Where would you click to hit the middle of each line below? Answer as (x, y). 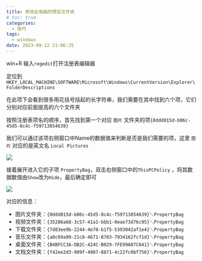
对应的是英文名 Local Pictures (50, 145)
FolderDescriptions (31, 87)
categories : (21, 23)
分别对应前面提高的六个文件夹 (43, 107)
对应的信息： (22, 201)
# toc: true (21, 17)
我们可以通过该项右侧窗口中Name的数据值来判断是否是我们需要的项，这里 (98, 138)
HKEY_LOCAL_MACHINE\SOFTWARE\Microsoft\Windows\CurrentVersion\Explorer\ (101, 82)
